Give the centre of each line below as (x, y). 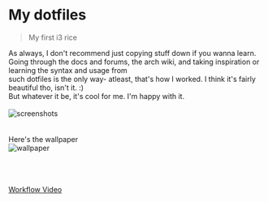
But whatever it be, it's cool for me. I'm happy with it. (97, 96)
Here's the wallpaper (43, 139)
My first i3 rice (53, 37)
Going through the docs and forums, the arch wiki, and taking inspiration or (134, 62)
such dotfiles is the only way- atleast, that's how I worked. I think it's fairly (132, 79)
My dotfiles (48, 15)
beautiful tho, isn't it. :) (46, 88)
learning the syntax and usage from (68, 70)
